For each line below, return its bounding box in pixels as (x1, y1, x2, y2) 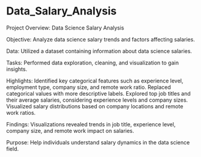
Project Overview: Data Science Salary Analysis (6, 24, 125, 31)
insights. (6, 65, 28, 73)
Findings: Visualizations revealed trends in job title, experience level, (6, 120, 176, 128)
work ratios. (6, 109, 36, 116)
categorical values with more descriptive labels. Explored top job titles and (6, 90, 191, 97)
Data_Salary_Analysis (6, 4, 117, 18)
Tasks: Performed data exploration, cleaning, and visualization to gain (6, 59, 179, 66)
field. (6, 145, 19, 152)
